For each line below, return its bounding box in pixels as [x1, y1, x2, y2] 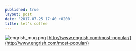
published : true [5, 7, 39, 12]
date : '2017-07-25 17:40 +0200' [5, 16, 72, 21]
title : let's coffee [5, 21, 48, 26]
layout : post [5, 12, 32, 17]
